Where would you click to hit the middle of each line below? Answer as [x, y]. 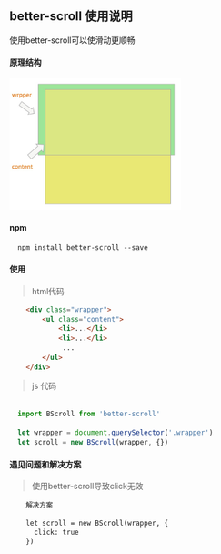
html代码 [48, 291]
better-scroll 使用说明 [71, 16]
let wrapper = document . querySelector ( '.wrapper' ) [116, 433]
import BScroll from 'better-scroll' [89, 414]
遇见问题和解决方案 [45, 464]
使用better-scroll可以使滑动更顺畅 [72, 40]
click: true [56, 533]
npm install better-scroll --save [83, 248]
